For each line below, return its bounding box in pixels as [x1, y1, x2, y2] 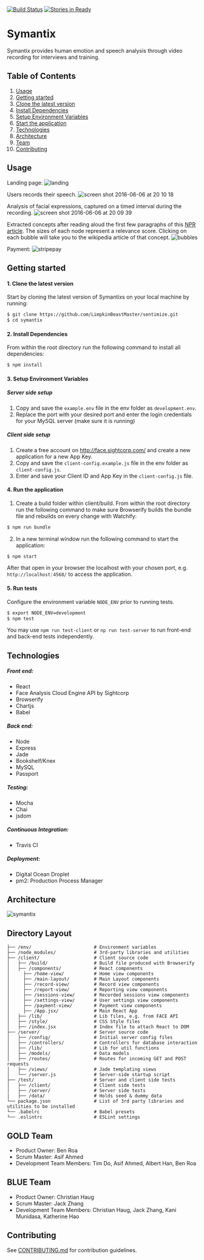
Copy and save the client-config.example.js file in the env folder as [15, 459, 189, 467]
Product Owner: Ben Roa [15, 1147, 78, 1154]
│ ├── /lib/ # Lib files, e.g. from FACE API [7, 1014, 178, 1020]
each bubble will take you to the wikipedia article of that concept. [7, 234, 171, 241]
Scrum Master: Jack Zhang [15, 1199, 84, 1207]
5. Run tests [7, 584, 38, 592]
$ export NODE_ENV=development [7, 610, 86, 616]
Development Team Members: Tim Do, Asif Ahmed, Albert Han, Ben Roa [15, 1160, 197, 1167]
